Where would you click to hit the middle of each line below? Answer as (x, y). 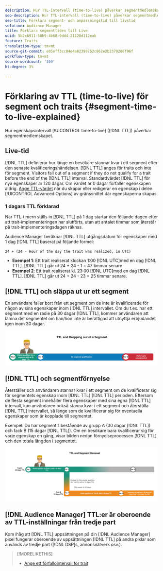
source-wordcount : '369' (30, 61)
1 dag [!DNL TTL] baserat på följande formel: (49, 242)
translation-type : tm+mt (30, 46)
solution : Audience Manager (33, 26)
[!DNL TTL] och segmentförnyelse (57, 379)
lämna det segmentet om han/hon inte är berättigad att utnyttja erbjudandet (81, 318)
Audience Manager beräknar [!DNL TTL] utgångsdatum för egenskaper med (81, 237)
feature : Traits (21, 41)
